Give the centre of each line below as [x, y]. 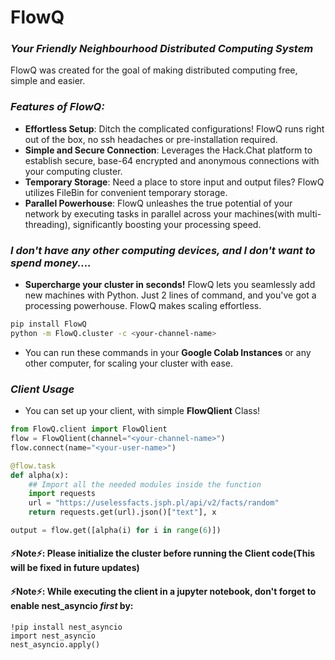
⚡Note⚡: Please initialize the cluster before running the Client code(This [163, 553]
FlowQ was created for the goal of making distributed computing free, [154, 70]
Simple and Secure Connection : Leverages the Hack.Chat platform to [168, 150]
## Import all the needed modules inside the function [145, 484]
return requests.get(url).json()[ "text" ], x [122, 512]
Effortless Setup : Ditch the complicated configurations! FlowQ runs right [174, 128]
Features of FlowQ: [57, 107]
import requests [62, 494]
